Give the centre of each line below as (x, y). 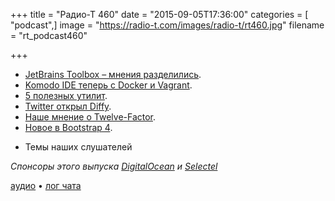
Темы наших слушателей (78, 147)
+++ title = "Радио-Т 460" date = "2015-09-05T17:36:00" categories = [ (159, 14)
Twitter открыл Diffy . (68, 106)
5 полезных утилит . (66, 95)
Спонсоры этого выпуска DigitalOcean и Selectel (114, 166)
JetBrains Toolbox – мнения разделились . (113, 74)
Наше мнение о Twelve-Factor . (90, 117)
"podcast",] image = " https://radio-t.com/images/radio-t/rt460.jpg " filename (167, 25)
